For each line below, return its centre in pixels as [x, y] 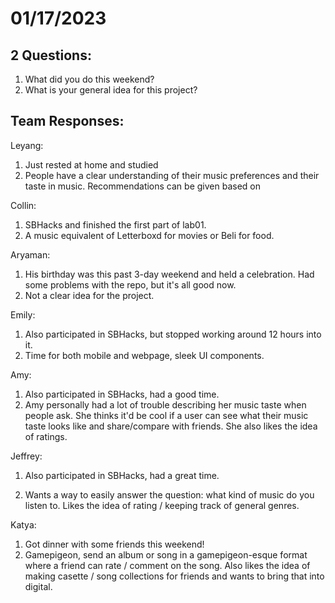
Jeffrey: [26, 456]
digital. [38, 586]
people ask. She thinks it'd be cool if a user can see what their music [166, 415]
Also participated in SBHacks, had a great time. [122, 475]
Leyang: [27, 145]
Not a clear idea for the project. [89, 295]
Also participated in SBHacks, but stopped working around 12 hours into [173, 334]
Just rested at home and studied [91, 164]
